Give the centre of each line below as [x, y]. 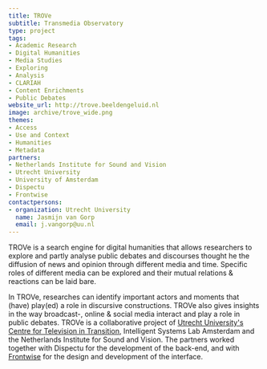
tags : [17, 38]
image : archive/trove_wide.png [61, 113]
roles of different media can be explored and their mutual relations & [121, 273]
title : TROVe [30, 16]
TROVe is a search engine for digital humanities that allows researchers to [130, 247]
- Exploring [28, 68]
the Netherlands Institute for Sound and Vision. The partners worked [121, 340]
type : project [32, 30]
